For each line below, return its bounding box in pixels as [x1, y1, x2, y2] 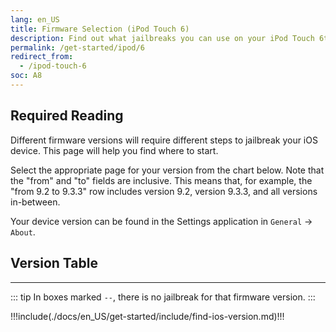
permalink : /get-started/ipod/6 [10, 42, 145, 53]
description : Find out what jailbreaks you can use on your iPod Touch [10, 33, 315, 43]
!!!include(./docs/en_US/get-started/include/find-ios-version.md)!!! [10, 310, 285, 322]
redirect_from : [10, 52, 74, 62]
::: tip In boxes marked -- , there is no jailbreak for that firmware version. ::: [10, 291, 316, 303]
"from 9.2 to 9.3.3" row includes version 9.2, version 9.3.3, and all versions [10, 185, 318, 197]
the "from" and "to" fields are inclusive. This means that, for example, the [10, 174, 313, 186]
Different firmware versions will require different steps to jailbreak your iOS [10, 134, 318, 146]
